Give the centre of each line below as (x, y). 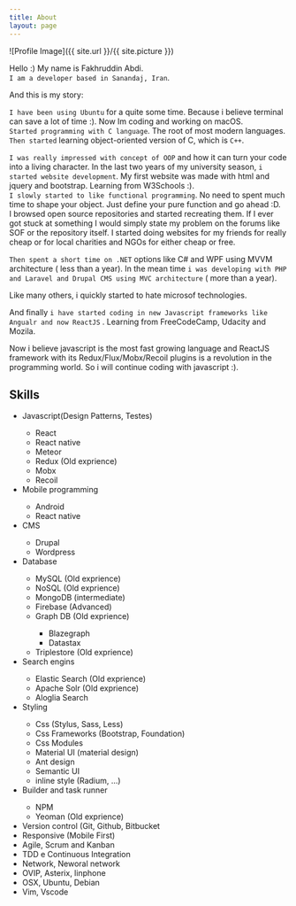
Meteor (48, 452)
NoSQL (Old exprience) (78, 588)
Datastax (65, 643)
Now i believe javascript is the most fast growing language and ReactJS (139, 348)
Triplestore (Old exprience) (84, 653)
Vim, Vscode (45, 892)
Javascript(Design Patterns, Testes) (87, 416)
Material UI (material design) (87, 753)
